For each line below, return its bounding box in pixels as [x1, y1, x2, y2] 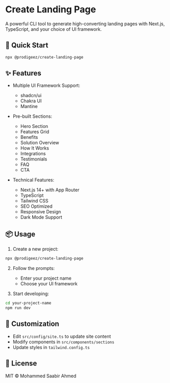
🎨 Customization [5, 320, 59, 329]
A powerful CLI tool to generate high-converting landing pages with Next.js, [5, 21, 165, 27]
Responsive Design [20, 209, 61, 215]
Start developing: [12, 290, 50, 297]
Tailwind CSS [20, 198, 49, 204]
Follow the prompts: [12, 265, 55, 271]
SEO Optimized [20, 203, 53, 209]
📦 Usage [5, 230, 36, 239]
